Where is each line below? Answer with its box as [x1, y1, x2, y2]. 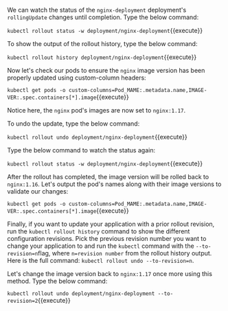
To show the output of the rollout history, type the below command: [7, 40, 198, 47]
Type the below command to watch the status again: [7, 146, 156, 154]
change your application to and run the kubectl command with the [7, 242, 194, 250]
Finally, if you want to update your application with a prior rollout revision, [7, 220, 215, 228]
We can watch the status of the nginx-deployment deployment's [7, 6, 187, 14]
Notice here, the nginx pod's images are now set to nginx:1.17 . [7, 106, 186, 114]
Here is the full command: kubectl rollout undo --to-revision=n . [7, 257, 194, 264]
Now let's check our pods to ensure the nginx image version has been [7, 67, 205, 74]
